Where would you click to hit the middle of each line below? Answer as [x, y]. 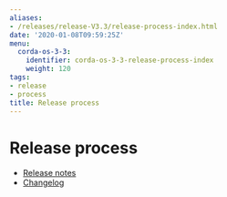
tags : [20, 78]
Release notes [49, 173]
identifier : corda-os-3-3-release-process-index [120, 60]
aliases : [26, 18]
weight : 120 [48, 69]
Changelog [43, 182]
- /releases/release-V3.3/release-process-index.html [114, 26]
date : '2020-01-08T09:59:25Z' [67, 35]
